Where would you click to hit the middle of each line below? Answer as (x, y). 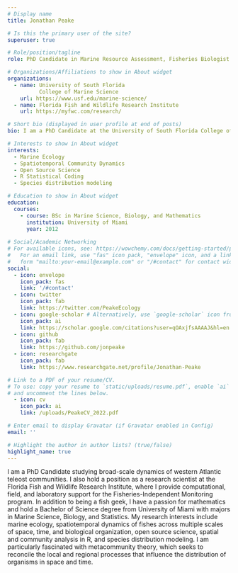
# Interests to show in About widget (63, 144)
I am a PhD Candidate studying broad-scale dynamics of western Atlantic (114, 472)
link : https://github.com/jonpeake (73, 348)
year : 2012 (42, 229)
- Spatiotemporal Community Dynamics (69, 164)
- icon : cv (30, 400)
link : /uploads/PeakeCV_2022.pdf (69, 413)
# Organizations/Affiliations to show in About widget (90, 72)
